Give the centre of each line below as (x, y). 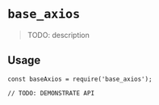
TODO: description (59, 35)
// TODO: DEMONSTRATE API (51, 93)
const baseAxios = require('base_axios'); (80, 79)
